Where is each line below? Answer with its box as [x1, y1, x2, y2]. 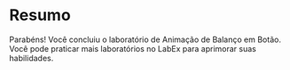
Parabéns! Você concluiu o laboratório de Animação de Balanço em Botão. [9, 34, 282, 45]
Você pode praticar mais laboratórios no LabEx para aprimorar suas [9, 43, 257, 53]
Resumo [9, 5, 71, 25]
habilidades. [9, 52, 54, 63]
